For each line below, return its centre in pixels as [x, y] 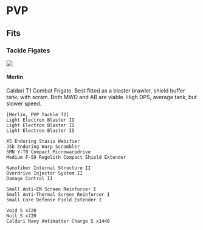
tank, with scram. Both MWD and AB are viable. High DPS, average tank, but [101, 97]
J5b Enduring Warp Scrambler [43, 147]
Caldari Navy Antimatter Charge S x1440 [58, 221]
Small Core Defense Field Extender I [54, 200]
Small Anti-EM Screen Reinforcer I [51, 189]
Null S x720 [21, 216]
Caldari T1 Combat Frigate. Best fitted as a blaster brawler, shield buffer [96, 91]
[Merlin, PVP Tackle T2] [38, 115]
